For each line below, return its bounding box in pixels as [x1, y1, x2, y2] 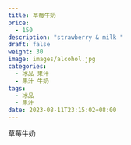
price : [8, 19, 30, 27]
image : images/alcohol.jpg [8, 56, 96, 63]
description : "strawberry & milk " [8, 33, 124, 42]
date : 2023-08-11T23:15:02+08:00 [8, 107, 117, 114]
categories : [8, 63, 47, 71]
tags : [8, 84, 26, 92]
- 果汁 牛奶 [15, 77, 49, 85]
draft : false [8, 41, 51, 49]
